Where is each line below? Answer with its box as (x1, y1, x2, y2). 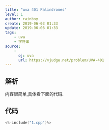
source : (5, 44, 21, 49)
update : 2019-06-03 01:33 (5, 26, 58, 31)
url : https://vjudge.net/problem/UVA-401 (18, 58, 105, 63)
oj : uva (18, 53, 34, 58)
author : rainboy (5, 16, 38, 21)
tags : (5, 30, 16, 35)
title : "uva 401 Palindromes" (5, 7, 67, 12)
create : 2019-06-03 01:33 (5, 21, 58, 26)
